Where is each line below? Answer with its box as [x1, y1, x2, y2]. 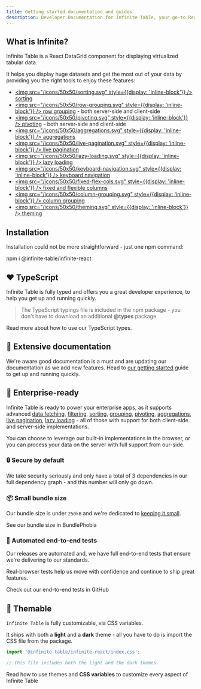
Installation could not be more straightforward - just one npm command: [6, 243, 184, 250]
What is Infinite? [6, 37, 69, 47]
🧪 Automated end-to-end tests [6, 536, 98, 545]
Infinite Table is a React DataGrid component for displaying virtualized [6, 52, 178, 60]
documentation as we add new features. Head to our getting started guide [6, 364, 189, 371]
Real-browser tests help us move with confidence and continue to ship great [6, 568, 195, 575]
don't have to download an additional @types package [20, 312, 157, 320]
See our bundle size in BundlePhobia [6, 521, 97, 529]
